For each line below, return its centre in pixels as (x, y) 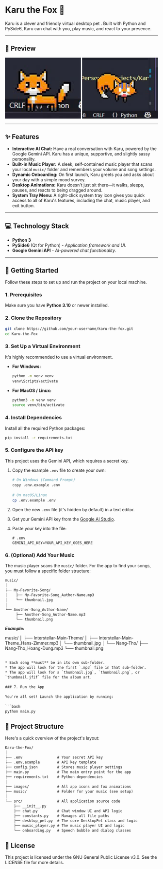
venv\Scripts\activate (35, 381)
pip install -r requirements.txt (39, 438)
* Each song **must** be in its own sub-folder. (55, 663)
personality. (24, 159)
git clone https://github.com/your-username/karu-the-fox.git (69, 328)
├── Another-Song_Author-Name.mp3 (51, 615)
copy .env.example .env (36, 485)
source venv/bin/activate (38, 405)
